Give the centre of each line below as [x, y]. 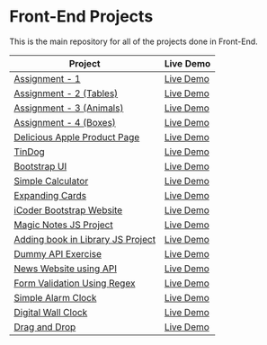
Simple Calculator [51, 181]
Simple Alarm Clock [55, 297]
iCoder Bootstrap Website [68, 210]
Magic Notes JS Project [64, 225]
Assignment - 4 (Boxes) [65, 122]
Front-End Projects [81, 17]
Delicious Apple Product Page [77, 137]
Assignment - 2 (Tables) [66, 93]
